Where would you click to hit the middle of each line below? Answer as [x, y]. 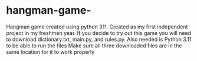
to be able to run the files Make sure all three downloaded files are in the [94, 46]
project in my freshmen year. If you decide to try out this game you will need [99, 33]
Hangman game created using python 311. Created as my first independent [97, 27]
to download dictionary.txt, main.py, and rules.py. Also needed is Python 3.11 [99, 39]
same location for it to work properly [50, 52]
